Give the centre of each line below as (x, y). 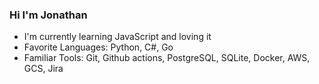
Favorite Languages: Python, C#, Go (98, 47)
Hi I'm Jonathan (48, 15)
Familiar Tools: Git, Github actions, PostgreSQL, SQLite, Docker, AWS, (167, 58)
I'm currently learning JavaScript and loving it (117, 37)
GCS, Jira (43, 69)
